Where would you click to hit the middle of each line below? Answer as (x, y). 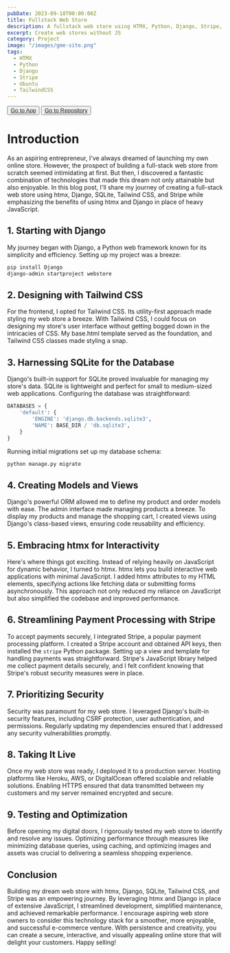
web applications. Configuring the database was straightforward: (99, 394)
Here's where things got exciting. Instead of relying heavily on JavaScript (111, 562)
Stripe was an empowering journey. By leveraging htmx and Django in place (114, 899)
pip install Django (35, 267)
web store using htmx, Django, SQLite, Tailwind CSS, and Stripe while (105, 195)
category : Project (33, 39)
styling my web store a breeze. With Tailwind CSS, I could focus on (102, 319)
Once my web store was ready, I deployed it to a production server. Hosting (114, 771)
